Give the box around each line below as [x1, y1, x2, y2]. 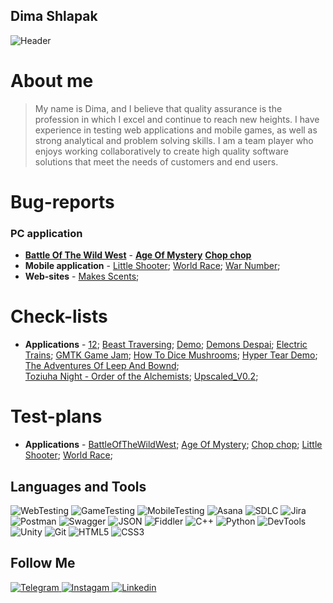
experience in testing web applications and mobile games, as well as [34, 124, 318, 136]
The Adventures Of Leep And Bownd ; [24, 360, 180, 372]
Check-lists [10, 305, 108, 328]
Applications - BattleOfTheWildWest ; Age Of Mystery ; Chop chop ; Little [24, 439, 323, 451]
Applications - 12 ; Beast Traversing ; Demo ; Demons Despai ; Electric [24, 339, 308, 351]
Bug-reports [10, 190, 115, 213]
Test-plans [10, 405, 103, 428]
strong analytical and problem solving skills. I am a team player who [34, 134, 314, 146]
